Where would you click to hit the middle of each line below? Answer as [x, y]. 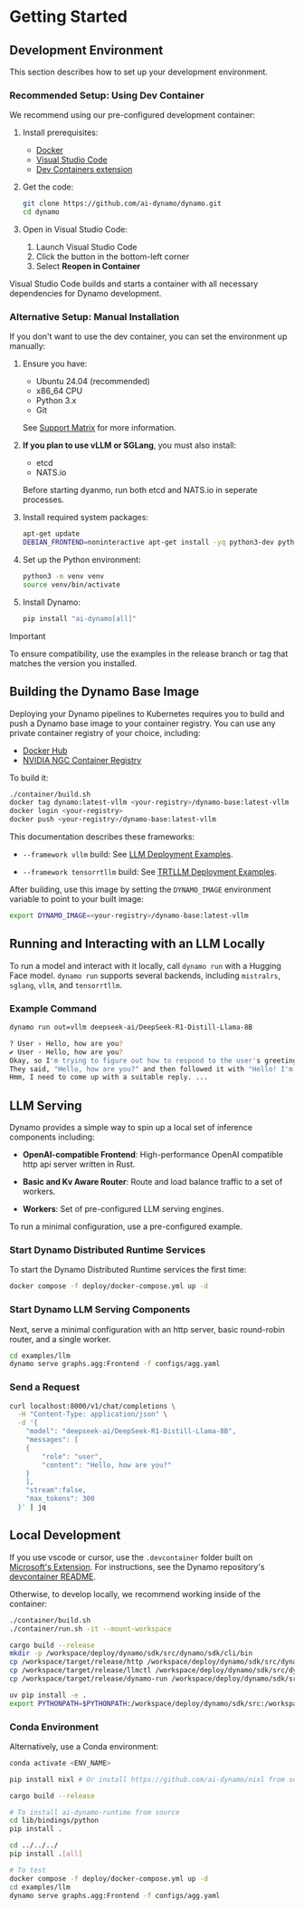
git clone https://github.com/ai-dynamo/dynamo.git [122, 204]
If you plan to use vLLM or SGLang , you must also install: [129, 445]
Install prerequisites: [60, 132]
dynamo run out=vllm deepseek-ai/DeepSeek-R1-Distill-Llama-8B [131, 1027]
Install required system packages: [85, 518]
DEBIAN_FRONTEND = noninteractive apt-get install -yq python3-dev [148, 543]
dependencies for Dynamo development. [85, 294]
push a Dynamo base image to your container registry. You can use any [142, 723]
